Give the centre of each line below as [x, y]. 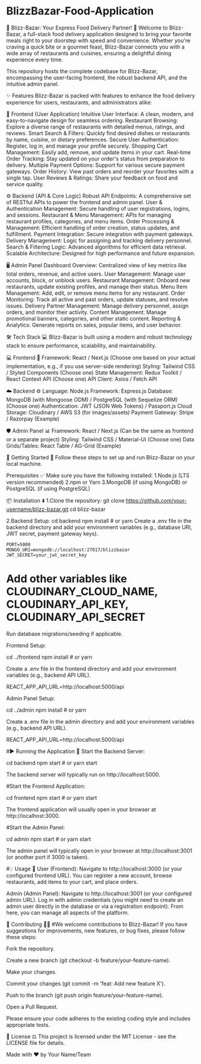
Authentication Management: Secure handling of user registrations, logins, [98, 208]
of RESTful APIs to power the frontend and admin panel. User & [85, 202]
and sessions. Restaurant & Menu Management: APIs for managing [89, 215]
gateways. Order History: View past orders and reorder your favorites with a [100, 171]
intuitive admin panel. [33, 84]
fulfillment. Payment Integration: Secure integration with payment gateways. [100, 234]
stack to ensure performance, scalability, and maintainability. [81, 345]
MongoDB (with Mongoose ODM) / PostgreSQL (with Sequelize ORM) [92, 399]
